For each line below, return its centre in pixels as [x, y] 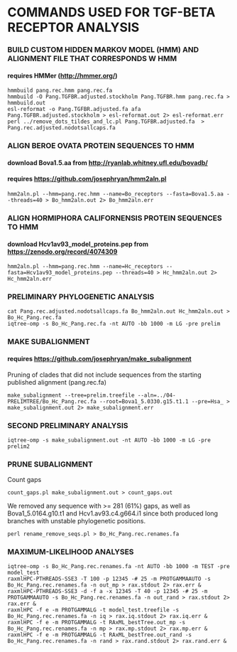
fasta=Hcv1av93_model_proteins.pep [60, 273]
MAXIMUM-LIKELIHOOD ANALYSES [71, 552]
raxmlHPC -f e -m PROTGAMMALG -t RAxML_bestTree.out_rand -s [100, 635]
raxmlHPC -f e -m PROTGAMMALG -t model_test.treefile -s [93, 610]
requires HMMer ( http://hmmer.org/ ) [63, 75]
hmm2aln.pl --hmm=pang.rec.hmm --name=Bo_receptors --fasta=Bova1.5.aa [115, 194]
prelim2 [19, 446]
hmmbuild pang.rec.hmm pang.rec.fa [60, 91]
